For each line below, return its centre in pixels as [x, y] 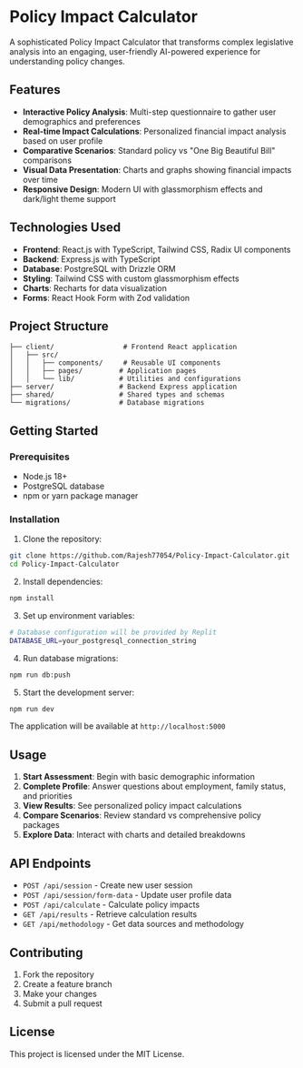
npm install [32, 599]
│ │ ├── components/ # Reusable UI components [115, 363]
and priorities [47, 796]
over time [40, 179]
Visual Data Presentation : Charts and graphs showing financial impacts [157, 169]
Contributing [46, 952]
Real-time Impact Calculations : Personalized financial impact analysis [154, 131]
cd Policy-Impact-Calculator [64, 564]
